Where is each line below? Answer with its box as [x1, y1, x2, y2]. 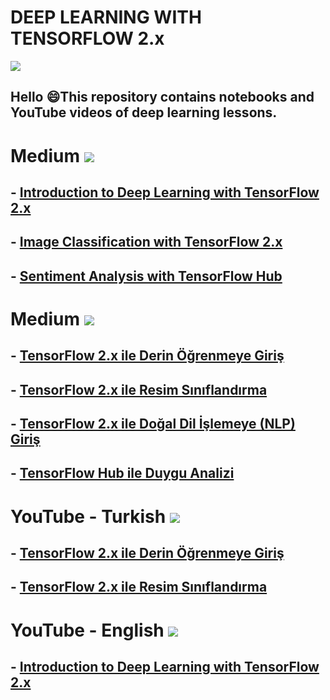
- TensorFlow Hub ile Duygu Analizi [10, 465, 235, 482]
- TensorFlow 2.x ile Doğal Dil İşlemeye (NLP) [10, 416, 296, 433]
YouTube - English [10, 619, 165, 641]
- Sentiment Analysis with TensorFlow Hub [10, 267, 283, 285]
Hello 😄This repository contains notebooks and [10, 89, 315, 106]
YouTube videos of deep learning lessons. [10, 104, 278, 121]
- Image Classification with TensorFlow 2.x [10, 234, 283, 251]
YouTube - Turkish [10, 505, 167, 528]
